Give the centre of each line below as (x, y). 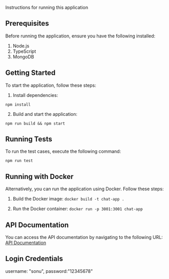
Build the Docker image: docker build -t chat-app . (68, 199)
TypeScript (24, 51)
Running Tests (29, 139)
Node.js (21, 46)
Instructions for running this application (47, 7)
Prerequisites (27, 23)
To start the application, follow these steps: (51, 85)
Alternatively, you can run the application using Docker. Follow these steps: (84, 189)
